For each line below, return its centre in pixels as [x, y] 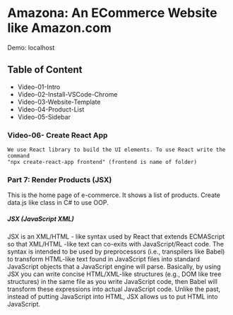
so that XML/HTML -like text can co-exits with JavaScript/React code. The [116, 244]
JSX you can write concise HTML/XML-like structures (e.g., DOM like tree [114, 274]
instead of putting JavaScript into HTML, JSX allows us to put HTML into [113, 297]
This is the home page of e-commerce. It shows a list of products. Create [114, 195]
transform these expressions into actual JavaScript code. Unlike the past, [114, 289]
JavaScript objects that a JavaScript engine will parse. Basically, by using [114, 267]
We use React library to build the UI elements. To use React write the [116, 150]
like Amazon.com [59, 28]
